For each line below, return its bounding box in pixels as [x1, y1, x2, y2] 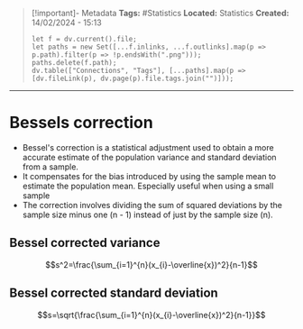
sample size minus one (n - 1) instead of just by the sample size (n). [22, 209, 273, 220]
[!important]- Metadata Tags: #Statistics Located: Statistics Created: [31, 8, 289, 18]
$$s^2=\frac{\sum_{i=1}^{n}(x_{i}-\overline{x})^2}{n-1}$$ [44, 259, 259, 270]
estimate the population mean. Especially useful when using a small [22, 180, 274, 191]
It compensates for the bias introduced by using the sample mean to [22, 170, 277, 181]
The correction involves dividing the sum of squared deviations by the [22, 199, 282, 210]
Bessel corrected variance [9, 235, 161, 251]
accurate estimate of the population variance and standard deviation [22, 151, 277, 162]
